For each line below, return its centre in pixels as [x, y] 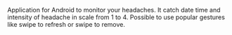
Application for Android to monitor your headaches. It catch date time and [114, 10]
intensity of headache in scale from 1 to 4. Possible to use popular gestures [116, 17]
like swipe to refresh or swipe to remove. [66, 24]
